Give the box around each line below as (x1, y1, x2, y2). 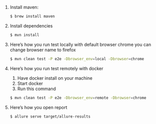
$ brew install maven (9, 14, 55, 19)
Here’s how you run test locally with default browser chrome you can (9, 41, 151, 47)
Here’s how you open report (9, 104, 67, 110)
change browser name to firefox (9, 47, 76, 53)
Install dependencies (9, 22, 53, 29)
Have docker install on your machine (17, 75, 93, 81)
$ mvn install (9, 32, 39, 37)
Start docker (17, 80, 43, 86)
